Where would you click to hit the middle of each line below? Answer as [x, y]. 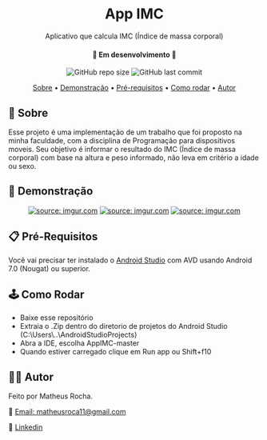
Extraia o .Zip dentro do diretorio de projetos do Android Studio [124, 326]
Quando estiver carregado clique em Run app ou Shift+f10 [116, 352]
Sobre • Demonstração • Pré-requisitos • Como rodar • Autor [134, 88]
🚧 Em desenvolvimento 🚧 [134, 54]
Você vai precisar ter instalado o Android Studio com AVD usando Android [130, 260]
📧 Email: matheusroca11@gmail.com [67, 412]
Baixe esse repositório [56, 318]
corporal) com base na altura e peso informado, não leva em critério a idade [134, 158]
